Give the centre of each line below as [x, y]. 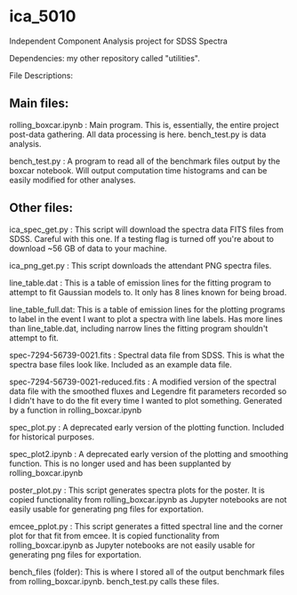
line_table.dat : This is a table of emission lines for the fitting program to [140, 283]
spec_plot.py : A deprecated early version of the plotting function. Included [147, 427]
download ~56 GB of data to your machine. [88, 248]
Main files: [39, 104]
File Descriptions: [41, 75]
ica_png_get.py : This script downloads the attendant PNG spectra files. [140, 265]
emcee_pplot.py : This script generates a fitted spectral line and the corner [146, 526]
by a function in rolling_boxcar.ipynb [76, 410]
